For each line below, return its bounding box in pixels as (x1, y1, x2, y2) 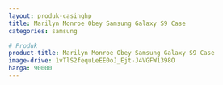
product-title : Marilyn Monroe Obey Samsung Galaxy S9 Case (8, 49, 216, 57)
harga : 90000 (8, 64, 53, 73)
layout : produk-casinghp (8, 11, 92, 20)
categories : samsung (8, 27, 78, 35)
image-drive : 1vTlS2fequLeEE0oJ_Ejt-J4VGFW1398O (8, 57, 175, 65)
